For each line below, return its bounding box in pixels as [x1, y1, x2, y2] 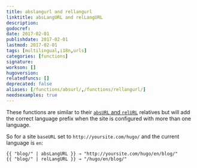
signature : [6, 59, 34, 65]
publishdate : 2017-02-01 [6, 36, 68, 42]
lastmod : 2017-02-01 [6, 42, 58, 48]
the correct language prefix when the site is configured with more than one [6, 115, 192, 122]
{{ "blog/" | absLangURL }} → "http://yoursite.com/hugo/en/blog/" [6, 151, 178, 157]
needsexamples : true [6, 92, 58, 98]
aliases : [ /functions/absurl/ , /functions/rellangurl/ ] [6, 87, 146, 93]
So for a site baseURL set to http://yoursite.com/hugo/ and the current [6, 133, 180, 140]
